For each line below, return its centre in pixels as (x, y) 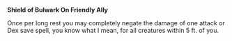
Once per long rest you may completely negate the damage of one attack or (116, 23)
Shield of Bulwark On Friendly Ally (58, 10)
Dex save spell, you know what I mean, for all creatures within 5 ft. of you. (113, 30)
